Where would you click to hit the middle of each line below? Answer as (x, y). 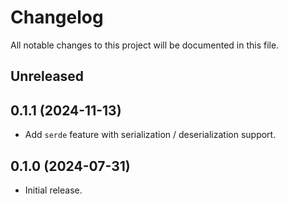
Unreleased (47, 76)
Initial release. (53, 190)
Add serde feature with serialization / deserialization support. (150, 135)
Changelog (57, 17)
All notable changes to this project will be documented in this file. (145, 45)
